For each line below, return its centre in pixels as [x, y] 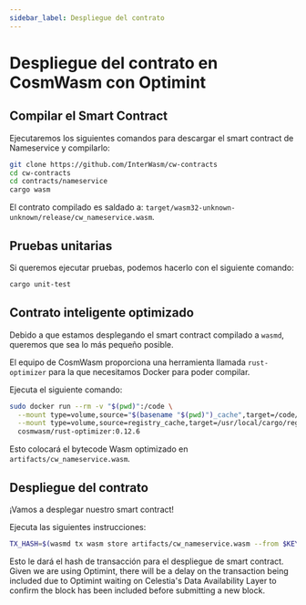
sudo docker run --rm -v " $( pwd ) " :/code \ [91, 406]
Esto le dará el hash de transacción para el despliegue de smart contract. [147, 561]
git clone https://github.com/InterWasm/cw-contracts [114, 164]
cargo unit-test [40, 284]
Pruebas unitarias [61, 246]
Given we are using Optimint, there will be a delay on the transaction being [149, 570]
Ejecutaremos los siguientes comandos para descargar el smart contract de [152, 138]
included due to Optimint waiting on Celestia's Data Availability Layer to [143, 580]
